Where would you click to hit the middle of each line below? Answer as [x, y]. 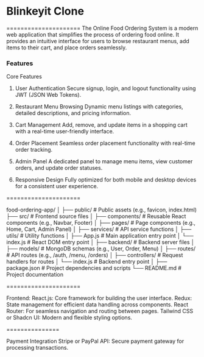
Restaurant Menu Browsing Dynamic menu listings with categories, [99, 107]
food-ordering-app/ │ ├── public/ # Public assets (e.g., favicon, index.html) [101, 210]
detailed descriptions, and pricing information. [73, 113]
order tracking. [34, 150]
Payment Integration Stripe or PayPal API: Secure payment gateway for [95, 341]
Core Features [24, 77]
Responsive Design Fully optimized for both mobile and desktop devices [106, 180]
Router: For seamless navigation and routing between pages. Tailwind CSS [100, 311]
